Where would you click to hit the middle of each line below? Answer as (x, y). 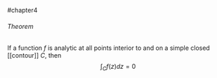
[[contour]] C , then (34, 56)
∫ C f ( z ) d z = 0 (118, 67)
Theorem (20, 26)
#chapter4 (22, 10)
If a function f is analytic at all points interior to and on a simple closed (109, 48)
